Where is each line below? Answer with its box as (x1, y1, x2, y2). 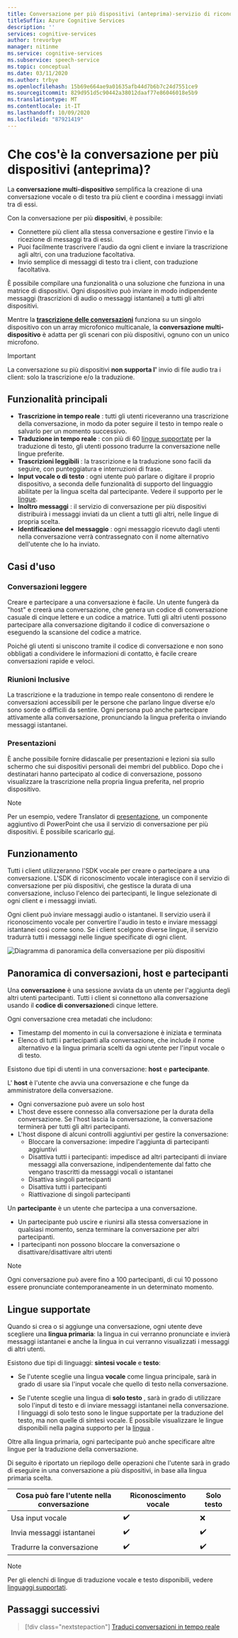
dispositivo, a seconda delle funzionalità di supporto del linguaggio (17, 480, 213, 488)
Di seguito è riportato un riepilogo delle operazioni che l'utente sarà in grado (7, 1459, 230, 1467)
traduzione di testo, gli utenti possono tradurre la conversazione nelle (17, 442, 221, 451)
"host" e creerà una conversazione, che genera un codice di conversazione (7, 605, 228, 614)
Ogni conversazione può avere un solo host (17, 1100, 145, 1109)
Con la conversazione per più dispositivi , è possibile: (7, 213, 163, 222)
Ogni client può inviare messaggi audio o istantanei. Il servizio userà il (7, 910, 211, 919)
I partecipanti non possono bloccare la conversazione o (17, 1240, 181, 1249)
